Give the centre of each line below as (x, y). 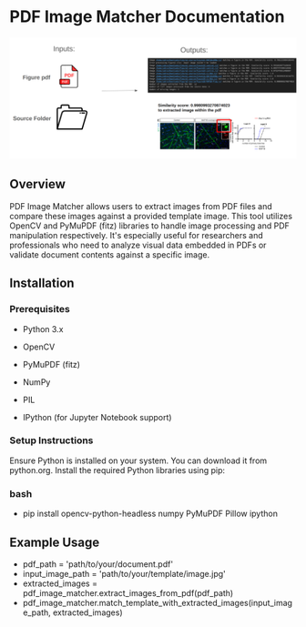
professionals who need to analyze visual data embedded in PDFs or (138, 245)
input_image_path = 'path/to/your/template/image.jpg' (124, 573)
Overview (38, 184)
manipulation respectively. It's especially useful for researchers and (136, 235)
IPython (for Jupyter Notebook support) (97, 417)
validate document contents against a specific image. (110, 254)
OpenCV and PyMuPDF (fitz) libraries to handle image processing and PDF (149, 226)
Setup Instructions (51, 440)
